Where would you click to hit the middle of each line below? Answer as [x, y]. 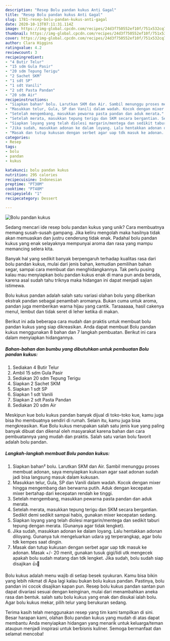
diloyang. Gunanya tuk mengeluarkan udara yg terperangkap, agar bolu [87, 536]
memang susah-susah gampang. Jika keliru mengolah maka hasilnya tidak [83, 232]
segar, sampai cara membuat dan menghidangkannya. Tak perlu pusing [80, 269]
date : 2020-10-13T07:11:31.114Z [39, 24]
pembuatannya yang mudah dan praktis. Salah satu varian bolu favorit [78, 436]
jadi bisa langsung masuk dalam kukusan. [56, 477]
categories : [18, 138]
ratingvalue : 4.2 [24, 48]
